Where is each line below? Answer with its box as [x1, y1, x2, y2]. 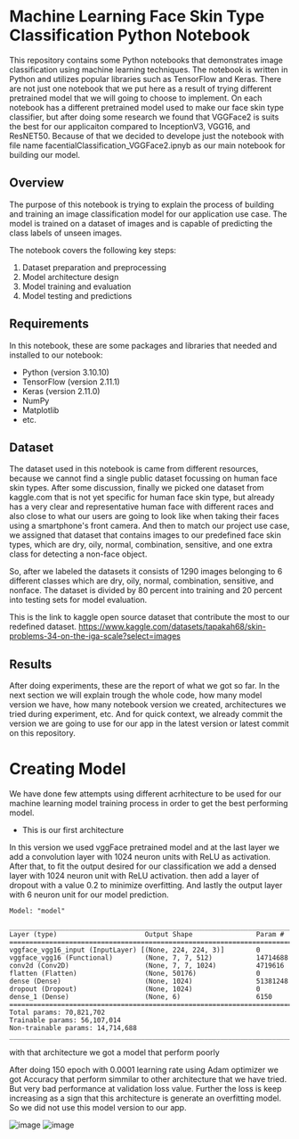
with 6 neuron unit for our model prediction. [9, 889, 169, 900]
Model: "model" [9, 907, 66, 916]
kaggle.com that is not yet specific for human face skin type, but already [9, 492, 275, 503]
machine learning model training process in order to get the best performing [9, 798, 288, 809]
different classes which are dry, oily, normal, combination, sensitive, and [9, 575, 274, 586]
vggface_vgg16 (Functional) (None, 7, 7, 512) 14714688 [9, 953, 289, 962]
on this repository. [9, 728, 76, 739]
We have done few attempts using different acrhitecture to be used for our [9, 788, 282, 799]
